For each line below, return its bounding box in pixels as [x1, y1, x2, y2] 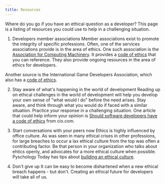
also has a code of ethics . [5, 77, 58, 83]
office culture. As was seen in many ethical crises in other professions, [12, 133, 156, 138]
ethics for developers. [12, 62, 57, 68]
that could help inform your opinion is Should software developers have [12, 112, 158, 119]
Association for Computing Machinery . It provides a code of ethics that [12, 51, 156, 57]
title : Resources [5, 7, 41, 12]
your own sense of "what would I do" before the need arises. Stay [12, 97, 146, 103]
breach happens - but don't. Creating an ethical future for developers [12, 169, 153, 175]
